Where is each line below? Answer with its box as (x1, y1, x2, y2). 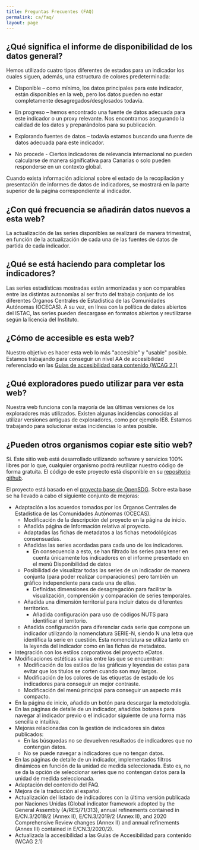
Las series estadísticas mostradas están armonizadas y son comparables (6, 284, 186, 291)
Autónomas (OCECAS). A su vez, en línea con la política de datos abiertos (6, 303, 187, 310)
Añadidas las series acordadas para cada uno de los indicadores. (23, 541, 184, 549)
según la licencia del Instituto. (6, 316, 79, 323)
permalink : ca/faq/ (6, 14, 55, 20)
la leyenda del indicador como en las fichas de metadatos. (23, 642, 166, 650)
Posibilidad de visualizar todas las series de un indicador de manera (23, 567, 190, 574)
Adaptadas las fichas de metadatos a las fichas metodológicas (23, 529, 177, 536)
